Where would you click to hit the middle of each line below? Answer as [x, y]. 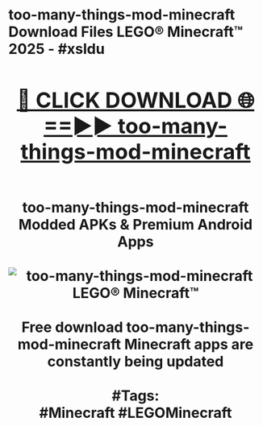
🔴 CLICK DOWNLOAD [124, 100]
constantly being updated [136, 361]
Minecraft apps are [189, 344]
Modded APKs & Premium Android [136, 224]
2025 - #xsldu [56, 49]
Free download [72, 327]
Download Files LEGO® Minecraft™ [126, 32]
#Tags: [136, 395]
